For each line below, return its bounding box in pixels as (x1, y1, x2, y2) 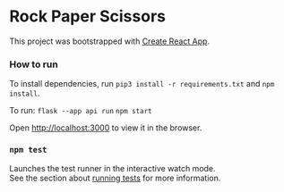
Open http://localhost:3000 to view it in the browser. (9, 122, 202, 133)
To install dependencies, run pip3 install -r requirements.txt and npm (9, 79, 275, 89)
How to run (9, 58, 58, 71)
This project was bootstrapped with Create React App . (9, 36, 211, 46)
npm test (9, 145, 47, 155)
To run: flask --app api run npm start (9, 105, 152, 116)
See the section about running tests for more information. (9, 172, 221, 183)
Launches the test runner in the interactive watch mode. (9, 163, 217, 173)
